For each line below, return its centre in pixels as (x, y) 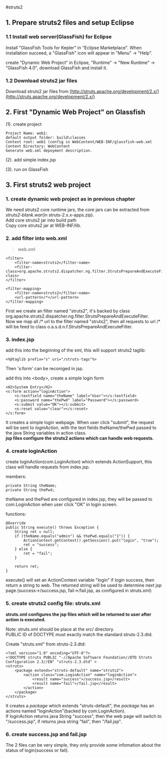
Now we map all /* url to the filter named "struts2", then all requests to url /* (83, 321)
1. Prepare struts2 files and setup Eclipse (70, 23)
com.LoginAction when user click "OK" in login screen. (62, 504)
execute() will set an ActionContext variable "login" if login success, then (80, 580)
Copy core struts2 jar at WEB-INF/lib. (43, 225)
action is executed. (26, 619)
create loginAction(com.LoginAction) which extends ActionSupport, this (79, 462)
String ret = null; (35, 532)
